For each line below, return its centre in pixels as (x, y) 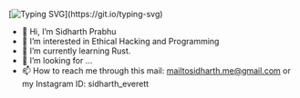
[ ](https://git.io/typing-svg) (86, 14)
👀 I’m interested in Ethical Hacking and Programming (120, 41)
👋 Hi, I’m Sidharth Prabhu (69, 31)
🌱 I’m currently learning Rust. (76, 51)
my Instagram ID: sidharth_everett (85, 83)
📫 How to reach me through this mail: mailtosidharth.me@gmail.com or (156, 71)
